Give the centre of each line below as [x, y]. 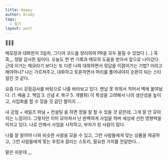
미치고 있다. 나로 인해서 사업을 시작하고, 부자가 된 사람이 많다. [65, 125]
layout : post [19, 29]
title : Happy [19, 10]
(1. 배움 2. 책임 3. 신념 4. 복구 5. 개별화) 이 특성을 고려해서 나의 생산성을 [82, 95]
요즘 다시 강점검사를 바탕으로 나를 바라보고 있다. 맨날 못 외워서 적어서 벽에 [77, 89]
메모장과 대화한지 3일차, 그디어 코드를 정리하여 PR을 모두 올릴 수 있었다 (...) [79, 53]
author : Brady [20, 15]
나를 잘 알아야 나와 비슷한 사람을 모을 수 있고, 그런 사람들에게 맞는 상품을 [76, 135]
